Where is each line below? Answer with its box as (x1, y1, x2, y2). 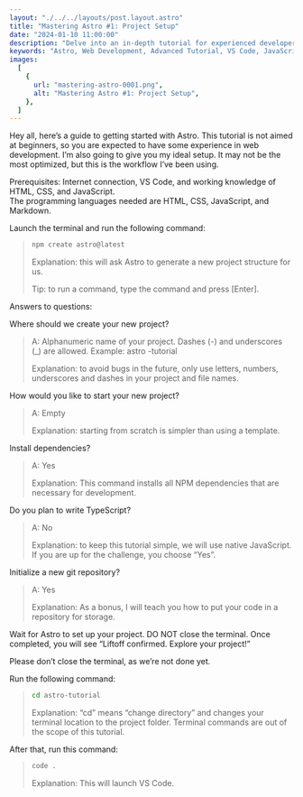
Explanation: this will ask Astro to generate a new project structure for (31, 256, 291, 267)
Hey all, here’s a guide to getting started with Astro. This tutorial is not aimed (9, 130, 293, 141)
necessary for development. (31, 487, 137, 498)
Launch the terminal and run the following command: (9, 223, 206, 234)
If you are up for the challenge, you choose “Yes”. (31, 550, 216, 561)
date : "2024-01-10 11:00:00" (9, 30, 119, 39)
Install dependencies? (9, 443, 91, 454)
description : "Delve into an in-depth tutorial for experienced (9, 38, 256, 48)
